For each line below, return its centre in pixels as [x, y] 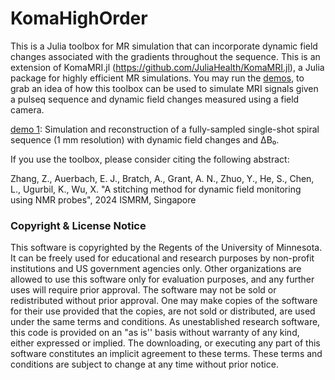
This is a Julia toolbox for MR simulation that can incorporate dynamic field [164, 46]
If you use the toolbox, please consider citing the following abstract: [150, 159]
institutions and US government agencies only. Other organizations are [156, 269]
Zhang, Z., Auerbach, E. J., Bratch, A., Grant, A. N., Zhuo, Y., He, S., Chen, [162, 178]
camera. [27, 109]
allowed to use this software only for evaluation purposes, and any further [162, 279]
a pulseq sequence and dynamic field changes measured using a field [155, 99]
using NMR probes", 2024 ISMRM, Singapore [103, 199]
